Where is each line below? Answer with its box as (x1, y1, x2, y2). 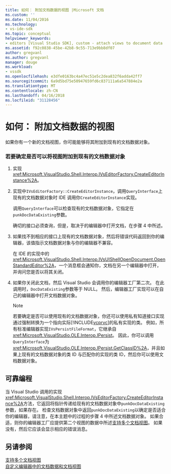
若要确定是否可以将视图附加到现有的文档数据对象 (5, 153, 126, 160)
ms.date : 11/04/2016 (5, 17, 49, 22)
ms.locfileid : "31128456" (5, 97, 60, 103)
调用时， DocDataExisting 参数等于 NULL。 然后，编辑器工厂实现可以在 (12, 286, 159, 292)
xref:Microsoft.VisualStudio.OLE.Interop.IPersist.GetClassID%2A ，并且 (12, 345, 161, 351)
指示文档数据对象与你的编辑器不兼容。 (35, 240, 116, 246)
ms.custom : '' (5, 12, 36, 17)
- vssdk (5, 69, 22, 74)
